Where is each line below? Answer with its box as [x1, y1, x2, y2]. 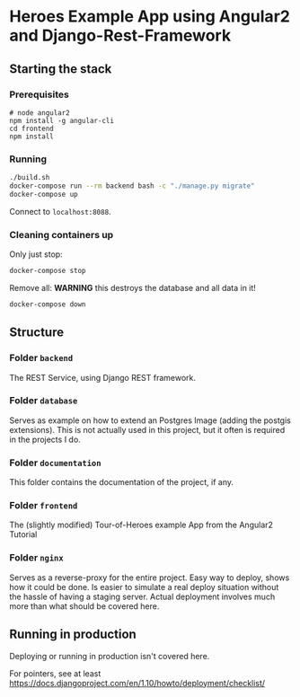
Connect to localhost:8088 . [9, 206, 111, 216]
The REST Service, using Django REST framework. [9, 372, 196, 383]
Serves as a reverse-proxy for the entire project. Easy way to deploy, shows [9, 572, 290, 583]
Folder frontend [9, 499, 78, 512]
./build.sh [9, 173, 50, 182]
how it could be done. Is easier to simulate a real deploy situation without [9, 581, 279, 592]
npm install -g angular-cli [9, 116, 115, 125]
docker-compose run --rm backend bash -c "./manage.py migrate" [9, 181, 255, 190]
